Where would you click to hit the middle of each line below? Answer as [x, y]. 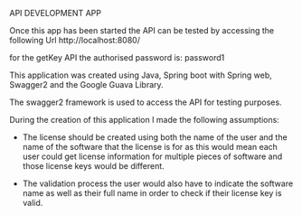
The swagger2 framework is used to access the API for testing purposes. [146, 102]
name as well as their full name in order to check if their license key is [152, 193]
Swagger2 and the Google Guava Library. [87, 84]
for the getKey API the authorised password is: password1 [117, 57]
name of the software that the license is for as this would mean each [150, 147]
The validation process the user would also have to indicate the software [158, 183]
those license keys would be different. [93, 166]
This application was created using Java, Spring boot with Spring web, [141, 75]
